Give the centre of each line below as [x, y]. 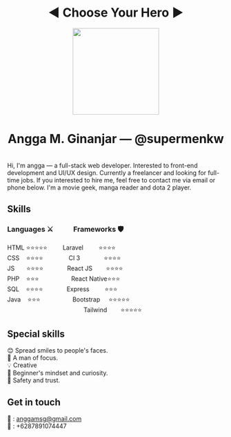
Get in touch [34, 402]
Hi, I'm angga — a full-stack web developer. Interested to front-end [102, 165]
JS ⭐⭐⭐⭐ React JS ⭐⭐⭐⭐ [65, 268]
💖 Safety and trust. [34, 380]
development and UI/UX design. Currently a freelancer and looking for [107, 173]
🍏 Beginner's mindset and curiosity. [58, 373]
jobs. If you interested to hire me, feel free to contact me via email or [118, 180]
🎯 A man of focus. [33, 358]
